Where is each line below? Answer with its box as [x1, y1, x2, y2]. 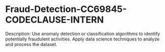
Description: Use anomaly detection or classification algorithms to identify [5, 30, 160, 36]
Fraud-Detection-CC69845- [5, 3, 127, 15]
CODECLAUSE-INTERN [5, 14, 104, 25]
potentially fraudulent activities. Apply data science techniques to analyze [5, 36, 160, 42]
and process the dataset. [5, 41, 57, 47]
